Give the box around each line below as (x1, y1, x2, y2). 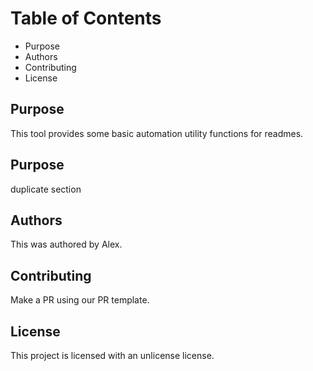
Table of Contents (10, 7, 162, 30)
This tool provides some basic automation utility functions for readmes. (10, 127, 304, 139)
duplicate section (10, 183, 82, 195)
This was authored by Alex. (10, 238, 123, 251)
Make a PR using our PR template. (10, 294, 150, 306)
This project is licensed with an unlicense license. (10, 350, 215, 361)
